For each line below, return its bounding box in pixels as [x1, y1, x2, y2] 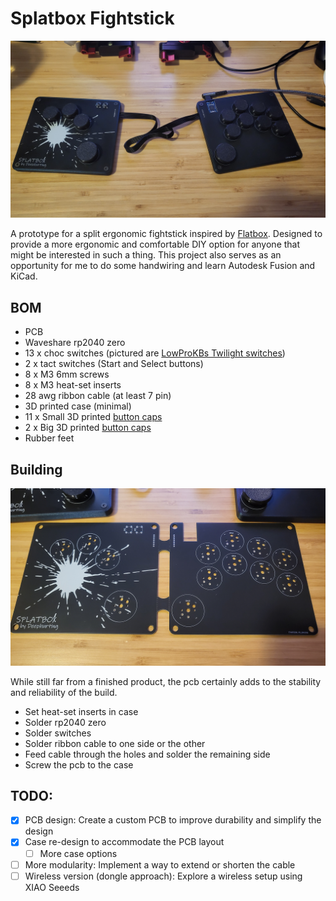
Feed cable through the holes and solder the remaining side [24, 748, 271, 760]
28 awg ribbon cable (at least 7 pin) [24, 390, 172, 402]
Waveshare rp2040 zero [24, 337, 126, 349]
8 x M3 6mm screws [24, 368, 110, 381]
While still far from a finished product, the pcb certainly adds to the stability [10, 675, 322, 687]
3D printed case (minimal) [24, 400, 132, 412]
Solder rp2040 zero [24, 716, 107, 728]
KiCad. [10, 270, 38, 282]
